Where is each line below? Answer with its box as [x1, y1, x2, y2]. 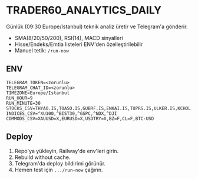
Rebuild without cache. [14, 154, 71, 161]
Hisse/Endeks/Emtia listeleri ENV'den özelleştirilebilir [14, 41, 143, 48]
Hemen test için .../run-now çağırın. [14, 166, 103, 173]
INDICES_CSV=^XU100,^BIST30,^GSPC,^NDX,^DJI [6, 110, 117, 117]
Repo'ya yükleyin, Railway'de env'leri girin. [14, 147, 119, 154]
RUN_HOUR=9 [6, 95, 33, 101]
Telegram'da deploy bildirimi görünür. [14, 160, 106, 167]
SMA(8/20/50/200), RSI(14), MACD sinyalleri [14, 34, 123, 41]
